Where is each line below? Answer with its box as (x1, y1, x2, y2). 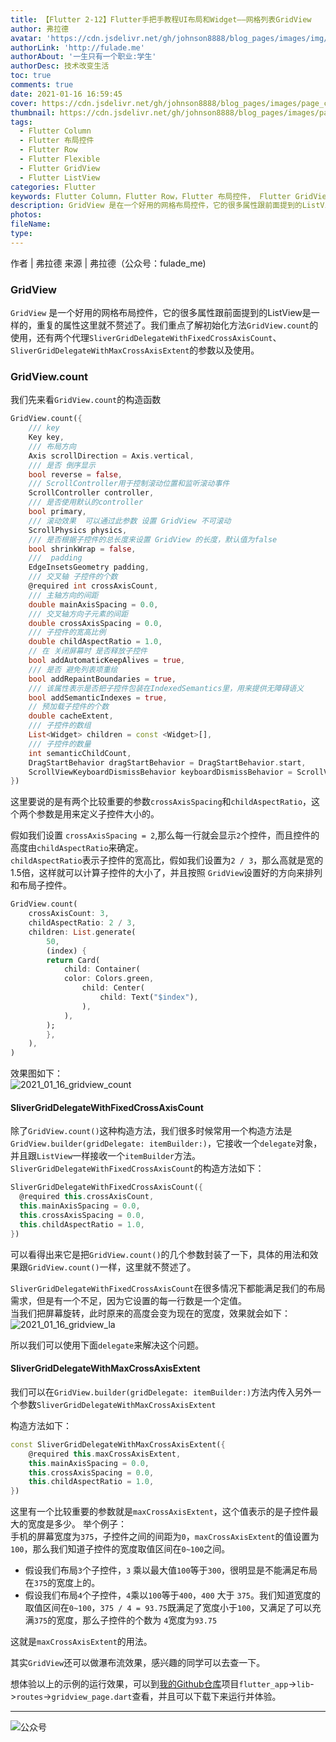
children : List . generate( (28, 927, 137, 937)
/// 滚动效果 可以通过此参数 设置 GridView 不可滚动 (28, 516, 232, 526)
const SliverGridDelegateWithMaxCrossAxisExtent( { (10, 1439, 226, 1450)
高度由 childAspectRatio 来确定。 (10, 842, 144, 854)
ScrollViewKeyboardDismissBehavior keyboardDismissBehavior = (28, 767, 293, 777)
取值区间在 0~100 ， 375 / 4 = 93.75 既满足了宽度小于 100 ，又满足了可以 (24, 1602, 313, 1614)
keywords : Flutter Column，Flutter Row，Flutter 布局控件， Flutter (10, 191, 292, 201)
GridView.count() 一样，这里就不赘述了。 (28, 1261, 197, 1273)
